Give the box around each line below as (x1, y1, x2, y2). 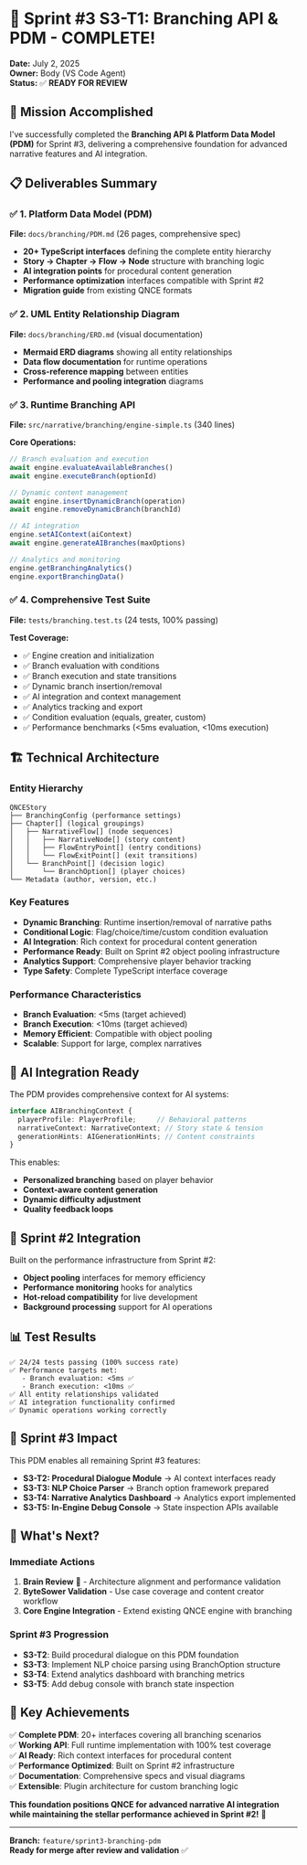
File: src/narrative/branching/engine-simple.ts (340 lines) (9, 420, 236, 431)
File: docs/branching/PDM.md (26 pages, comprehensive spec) (9, 229, 241, 240)
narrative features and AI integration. (9, 148, 148, 159)
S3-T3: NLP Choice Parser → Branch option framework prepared (22, 1482, 270, 1493)
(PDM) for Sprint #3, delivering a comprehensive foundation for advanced (9, 138, 288, 149)
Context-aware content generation (22, 1184, 158, 1196)
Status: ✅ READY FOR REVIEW (9, 77, 128, 88)
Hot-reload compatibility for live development (22, 1292, 198, 1303)
